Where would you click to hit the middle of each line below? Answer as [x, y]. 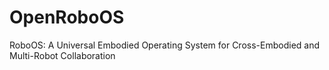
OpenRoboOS [67, 17]
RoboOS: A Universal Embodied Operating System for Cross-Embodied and [165, 45]
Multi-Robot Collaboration [62, 55]
